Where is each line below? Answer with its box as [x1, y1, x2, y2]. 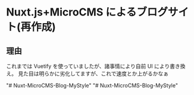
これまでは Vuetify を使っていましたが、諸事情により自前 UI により [6, 63, 170, 69]
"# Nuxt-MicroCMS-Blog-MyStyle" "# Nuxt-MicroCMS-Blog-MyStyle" [6, 82, 179, 89]
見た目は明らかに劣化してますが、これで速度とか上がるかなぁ [17, 70, 169, 77]
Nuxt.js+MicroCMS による [6, 5, 137, 19]
